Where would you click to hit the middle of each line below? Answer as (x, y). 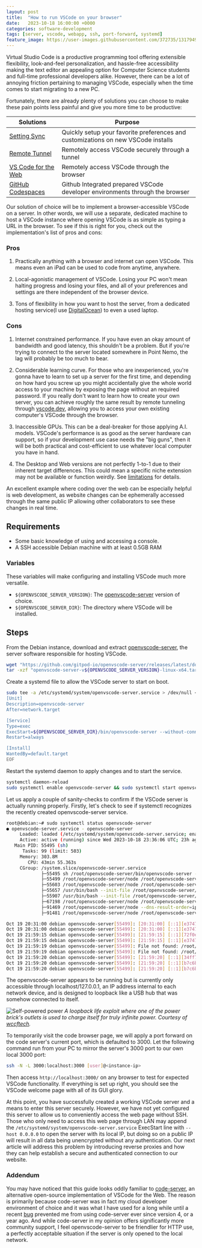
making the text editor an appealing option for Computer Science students (98, 70)
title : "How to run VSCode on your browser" (64, 18)
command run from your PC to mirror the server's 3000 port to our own (95, 1048)
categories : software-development (50, 29)
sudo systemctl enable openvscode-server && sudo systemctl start (91, 788)
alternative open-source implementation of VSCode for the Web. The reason (101, 1195)
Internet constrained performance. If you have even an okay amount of (103, 339)
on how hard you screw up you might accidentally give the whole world (103, 383)
